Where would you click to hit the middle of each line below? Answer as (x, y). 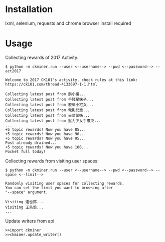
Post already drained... (31, 143)
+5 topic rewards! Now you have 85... (46, 129)
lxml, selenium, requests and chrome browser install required (68, 23)
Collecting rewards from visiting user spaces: (52, 161)
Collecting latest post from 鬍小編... (46, 94)
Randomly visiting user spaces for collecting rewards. (65, 183)
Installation (29, 9)
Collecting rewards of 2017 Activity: (42, 57)
